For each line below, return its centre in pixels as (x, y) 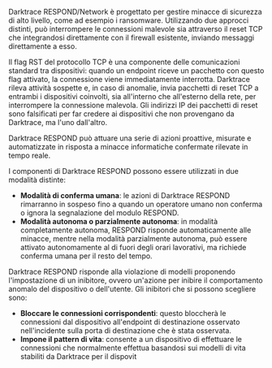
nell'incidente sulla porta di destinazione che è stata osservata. (125, 331)
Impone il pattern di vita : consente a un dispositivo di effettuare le (131, 339)
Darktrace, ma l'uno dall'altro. (58, 122)
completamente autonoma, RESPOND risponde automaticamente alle (136, 230)
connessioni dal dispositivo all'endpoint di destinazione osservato (130, 322)
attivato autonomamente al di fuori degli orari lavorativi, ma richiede (133, 247)
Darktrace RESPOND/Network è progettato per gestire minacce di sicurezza (135, 12)
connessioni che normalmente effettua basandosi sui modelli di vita (133, 348)
